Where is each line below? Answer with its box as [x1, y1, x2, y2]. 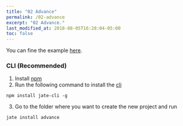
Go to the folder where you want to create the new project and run [14, 103, 177, 110]
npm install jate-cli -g [6, 93, 68, 99]
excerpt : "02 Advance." [6, 20, 65, 25]
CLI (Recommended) [6, 62, 67, 70]
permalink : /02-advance [6, 14, 65, 20]
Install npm [14, 75, 42, 82]
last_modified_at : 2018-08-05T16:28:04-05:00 [6, 25, 121, 31]
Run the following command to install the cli [14, 81, 122, 89]
